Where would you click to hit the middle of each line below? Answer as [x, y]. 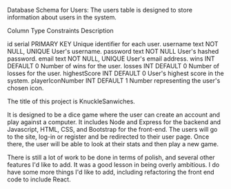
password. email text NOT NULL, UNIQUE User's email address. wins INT [111, 59]
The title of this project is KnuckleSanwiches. [71, 101]
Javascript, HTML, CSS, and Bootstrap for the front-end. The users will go [112, 129]
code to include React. [39, 179]
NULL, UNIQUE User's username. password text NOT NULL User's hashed [113, 51]
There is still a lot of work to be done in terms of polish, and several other [111, 157]
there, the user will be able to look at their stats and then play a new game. [113, 144]
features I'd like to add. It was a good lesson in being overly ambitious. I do [113, 165]
